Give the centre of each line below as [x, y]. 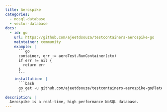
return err [34, 65]
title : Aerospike [23, 10]
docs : [11, 28]
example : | [25, 47]
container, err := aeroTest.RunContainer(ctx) [67, 56]
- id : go [19, 33]
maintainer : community [38, 42]
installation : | [31, 79]
